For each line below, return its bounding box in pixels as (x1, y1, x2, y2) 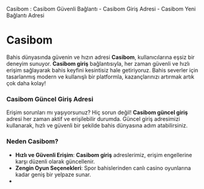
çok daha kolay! (6, 79, 46, 87)
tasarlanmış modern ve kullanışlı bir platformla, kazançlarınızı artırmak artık (6, 73, 195, 80)
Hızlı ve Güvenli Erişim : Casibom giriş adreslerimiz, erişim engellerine (15, 151, 192, 158)
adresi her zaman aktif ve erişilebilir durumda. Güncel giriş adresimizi (6, 115, 180, 123)
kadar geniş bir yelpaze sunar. (15, 171, 92, 178)
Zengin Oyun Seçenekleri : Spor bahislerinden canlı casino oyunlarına (15, 164, 191, 171)
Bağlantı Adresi (6, 12, 45, 19)
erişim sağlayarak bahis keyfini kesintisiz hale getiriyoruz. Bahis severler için (6, 66, 199, 74)
